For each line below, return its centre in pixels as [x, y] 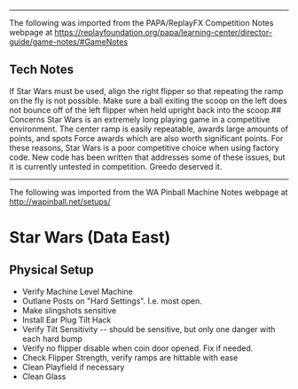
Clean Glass [44, 376]
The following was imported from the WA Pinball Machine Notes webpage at [149, 192]
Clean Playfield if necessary [73, 367]
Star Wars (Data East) [90, 237]
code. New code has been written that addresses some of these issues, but [147, 157]
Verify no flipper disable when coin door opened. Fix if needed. [137, 348]
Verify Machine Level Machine [77, 291]
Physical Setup [52, 270]
